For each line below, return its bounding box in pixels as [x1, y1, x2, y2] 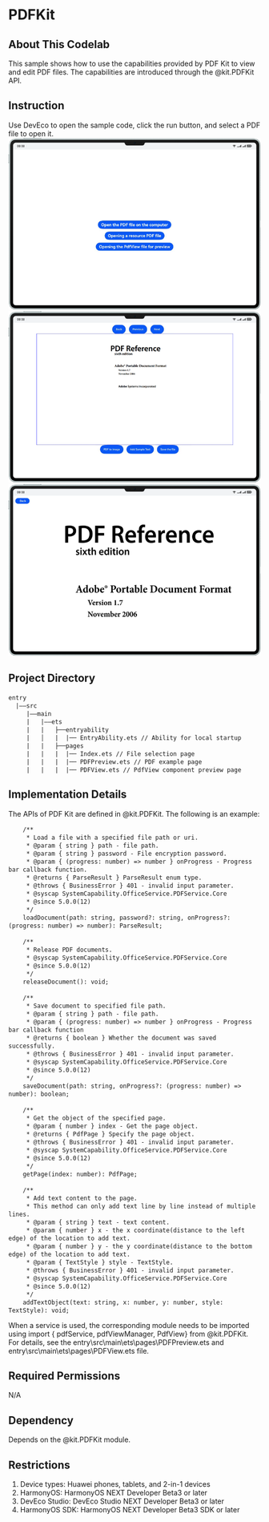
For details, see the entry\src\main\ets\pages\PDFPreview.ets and [8, 1337, 224, 1347]
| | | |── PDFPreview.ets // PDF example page [26, 757, 203, 766]
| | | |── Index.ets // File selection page [26, 749, 195, 758]
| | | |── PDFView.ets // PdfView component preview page [26, 765, 242, 774]
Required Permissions [8, 1369, 121, 1383]
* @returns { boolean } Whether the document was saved [26, 1034, 217, 1042]
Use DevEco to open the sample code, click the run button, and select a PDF [8, 120, 261, 130]
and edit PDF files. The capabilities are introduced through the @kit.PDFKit [8, 67, 255, 77]
